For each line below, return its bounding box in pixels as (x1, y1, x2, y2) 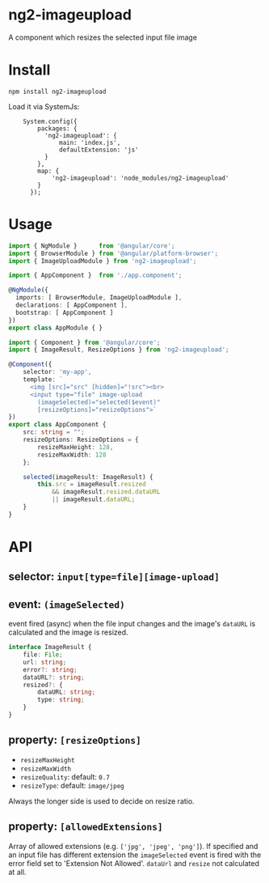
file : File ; (23, 651, 63, 659)
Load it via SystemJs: (8, 101, 80, 111)
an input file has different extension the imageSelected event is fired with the (8, 850, 262, 860)
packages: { (37, 124, 78, 133)
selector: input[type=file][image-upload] (8, 570, 221, 584)
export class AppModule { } (8, 324, 103, 332)
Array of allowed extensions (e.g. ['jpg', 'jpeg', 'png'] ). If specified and (8, 841, 258, 851)
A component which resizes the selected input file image (8, 32, 198, 42)
